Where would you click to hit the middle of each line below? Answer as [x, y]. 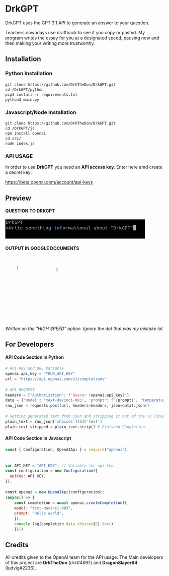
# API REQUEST [20, 390]
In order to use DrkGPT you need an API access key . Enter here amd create [84, 167]
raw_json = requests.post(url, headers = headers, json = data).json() [77, 406]
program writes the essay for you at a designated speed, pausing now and [82, 38]
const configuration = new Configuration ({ [52, 471]
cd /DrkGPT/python [24, 89]
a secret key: [19, 172]
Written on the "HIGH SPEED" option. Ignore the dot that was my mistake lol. [84, 329]
